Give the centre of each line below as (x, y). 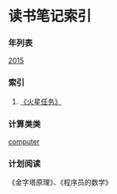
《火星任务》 (40, 101)
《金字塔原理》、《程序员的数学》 (60, 182)
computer (24, 142)
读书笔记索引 (50, 16)
